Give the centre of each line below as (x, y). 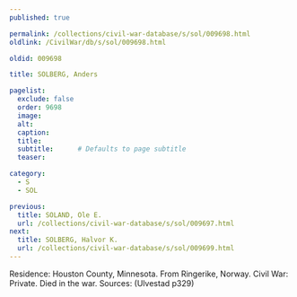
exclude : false (46, 100)
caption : (34, 132)
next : (19, 231)
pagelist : (28, 91)
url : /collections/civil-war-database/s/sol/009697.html (126, 223)
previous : (28, 206)
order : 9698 (40, 108)
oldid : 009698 (36, 58)
